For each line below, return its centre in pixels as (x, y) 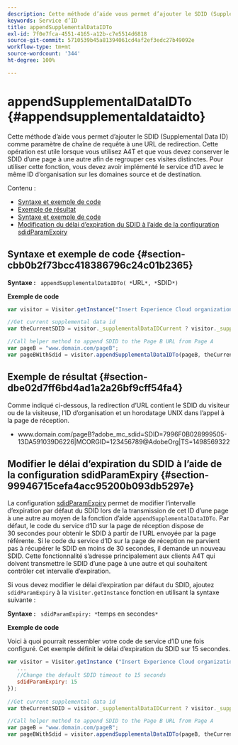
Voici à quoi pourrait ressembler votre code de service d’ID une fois (106, 641)
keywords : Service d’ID (42, 21)
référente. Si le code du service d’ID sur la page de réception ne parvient (114, 541)
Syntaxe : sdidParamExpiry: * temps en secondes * (83, 614)
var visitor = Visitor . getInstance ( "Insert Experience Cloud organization (120, 309)
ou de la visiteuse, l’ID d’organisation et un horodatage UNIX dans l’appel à (116, 412)
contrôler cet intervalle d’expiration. (59, 571)
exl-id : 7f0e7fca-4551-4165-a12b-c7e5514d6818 (77, 34)
